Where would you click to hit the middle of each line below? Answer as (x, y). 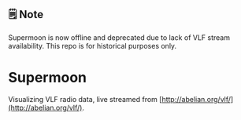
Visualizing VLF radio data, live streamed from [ (85, 99)
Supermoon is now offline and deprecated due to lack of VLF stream (119, 37)
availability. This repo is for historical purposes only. (93, 45)
